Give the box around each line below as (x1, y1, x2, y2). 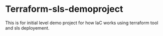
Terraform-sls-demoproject (5, 3, 123, 15)
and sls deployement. (5, 25, 50, 31)
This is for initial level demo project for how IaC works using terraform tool (5, 20, 158, 26)
